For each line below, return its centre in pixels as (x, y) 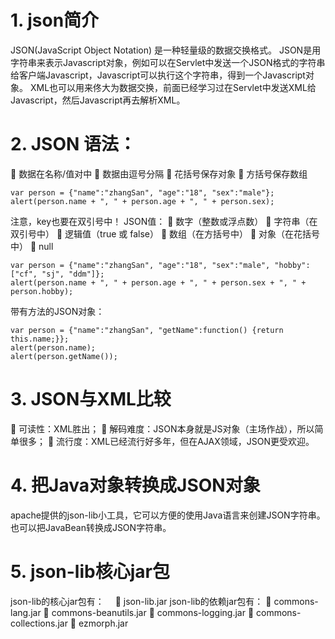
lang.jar (26, 612)
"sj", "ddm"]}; (73, 274)
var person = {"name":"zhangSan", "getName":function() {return (147, 330)
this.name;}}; (40, 339)
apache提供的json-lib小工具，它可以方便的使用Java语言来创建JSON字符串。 (168, 515)
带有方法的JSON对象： (57, 311)
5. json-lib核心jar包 (90, 571)
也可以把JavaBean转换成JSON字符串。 (91, 527)
